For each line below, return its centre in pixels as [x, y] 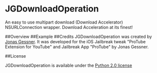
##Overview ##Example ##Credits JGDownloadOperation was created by [78, 36]
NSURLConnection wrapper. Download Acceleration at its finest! [69, 27]
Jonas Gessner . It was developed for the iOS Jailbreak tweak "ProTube [75, 41]
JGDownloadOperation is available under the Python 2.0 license [69, 65]
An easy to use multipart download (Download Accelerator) [64, 22]
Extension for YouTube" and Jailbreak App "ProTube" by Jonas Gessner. [77, 47]
